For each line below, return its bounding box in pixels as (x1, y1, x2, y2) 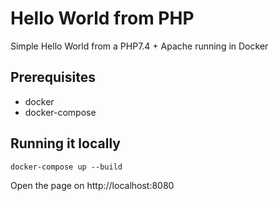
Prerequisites (10, 69, 96, 86)
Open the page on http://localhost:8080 (10, 179, 175, 191)
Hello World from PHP (10, 7, 195, 30)
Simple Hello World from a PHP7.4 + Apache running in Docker (10, 40, 269, 52)
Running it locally (10, 135, 121, 152)
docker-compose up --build (10, 162, 123, 172)
